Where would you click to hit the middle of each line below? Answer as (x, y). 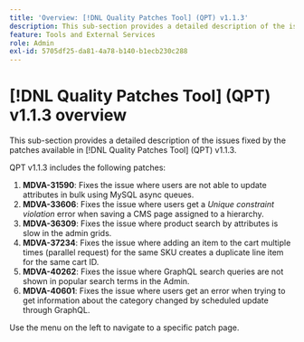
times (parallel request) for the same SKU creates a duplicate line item (153, 252)
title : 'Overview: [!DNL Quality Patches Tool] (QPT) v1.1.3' (129, 18)
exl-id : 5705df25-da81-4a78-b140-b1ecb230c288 (99, 52)
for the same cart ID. (61, 262)
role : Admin (32, 43)
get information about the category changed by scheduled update (145, 300)
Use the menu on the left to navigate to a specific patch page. (124, 328)
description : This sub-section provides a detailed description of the (147, 26)
